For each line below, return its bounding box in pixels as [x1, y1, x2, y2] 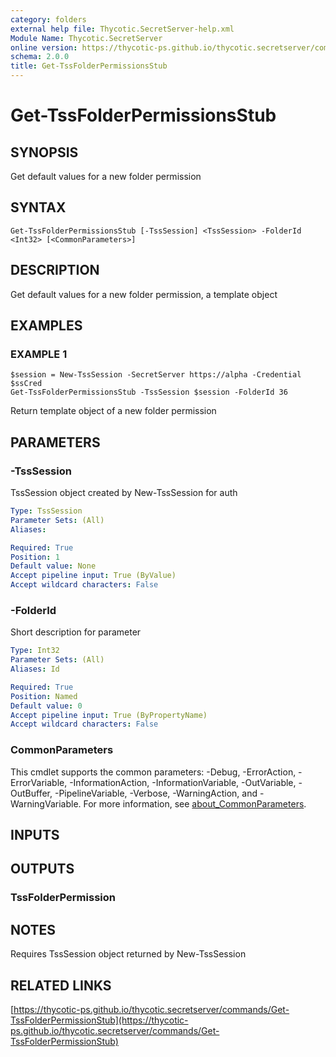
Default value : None [10, 561, 97, 571]
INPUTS [10, 826, 60, 843]
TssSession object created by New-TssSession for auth [10, 487, 238, 498]
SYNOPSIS [10, 144, 79, 161]
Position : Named [10, 691, 78, 701]
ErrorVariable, [10, 776, 68, 788]
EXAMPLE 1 [10, 347, 68, 361]
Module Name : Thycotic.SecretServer [10, 33, 163, 43]
